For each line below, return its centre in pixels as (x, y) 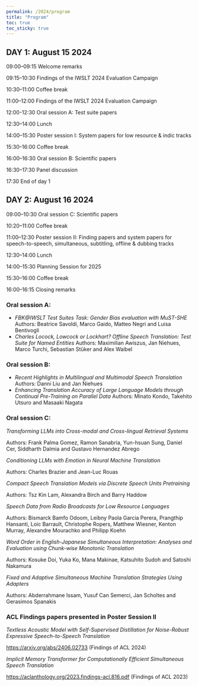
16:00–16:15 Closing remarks (41, 289)
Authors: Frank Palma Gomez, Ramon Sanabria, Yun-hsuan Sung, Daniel (94, 442)
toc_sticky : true (28, 28)
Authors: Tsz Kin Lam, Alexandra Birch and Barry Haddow (76, 494)
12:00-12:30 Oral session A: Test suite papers (62, 113)
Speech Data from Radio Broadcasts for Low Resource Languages (88, 506)
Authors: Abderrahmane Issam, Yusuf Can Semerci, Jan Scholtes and (91, 595)
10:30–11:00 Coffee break (37, 90)
